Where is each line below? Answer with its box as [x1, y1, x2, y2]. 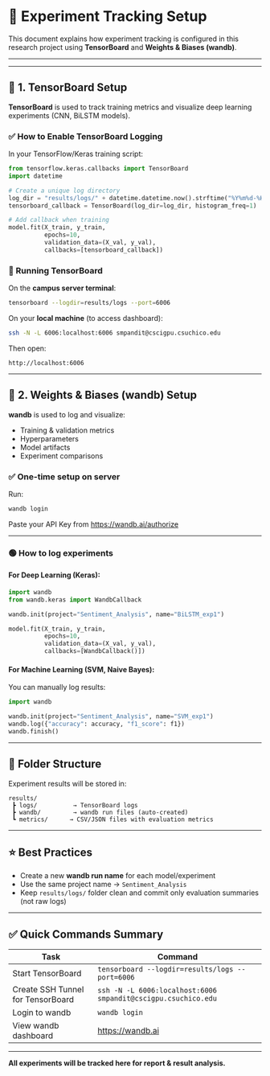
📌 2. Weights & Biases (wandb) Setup [8, 388, 198, 402]
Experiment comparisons [19, 450, 104, 461]
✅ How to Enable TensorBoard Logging [8, 130, 163, 142]
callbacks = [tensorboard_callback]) [43, 245, 163, 254]
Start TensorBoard [12, 968, 82, 979]
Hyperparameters [19, 433, 79, 443]
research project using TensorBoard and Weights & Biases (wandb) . [8, 42, 237, 51]
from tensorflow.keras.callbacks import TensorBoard [8, 165, 189, 173]
